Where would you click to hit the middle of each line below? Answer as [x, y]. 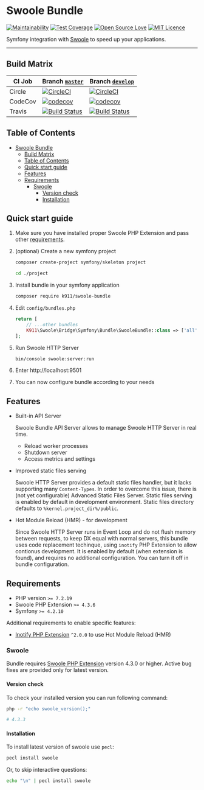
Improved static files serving [51, 471]
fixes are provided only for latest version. [58, 670]
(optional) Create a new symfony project [66, 251]
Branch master [63, 81]
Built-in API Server [38, 416]
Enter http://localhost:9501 [48, 370]
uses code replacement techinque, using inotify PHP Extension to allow [106, 545]
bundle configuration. [42, 564]
